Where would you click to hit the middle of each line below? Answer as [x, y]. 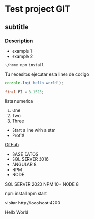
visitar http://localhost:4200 [33, 203]
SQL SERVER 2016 [30, 159]
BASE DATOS [25, 154]
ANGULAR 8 [24, 164]
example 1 [22, 51]
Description [19, 41]
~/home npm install [25, 65]
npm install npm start [26, 193]
